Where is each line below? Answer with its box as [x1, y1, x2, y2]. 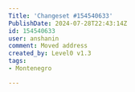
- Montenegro [8, 65, 52, 73]
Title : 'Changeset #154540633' [8, 11, 113, 20]
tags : [8, 57, 27, 65]
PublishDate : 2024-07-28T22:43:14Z [8, 19, 128, 27]
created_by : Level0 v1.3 [8, 49, 92, 57]
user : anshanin [8, 34, 59, 43]
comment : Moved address [8, 42, 88, 50]
